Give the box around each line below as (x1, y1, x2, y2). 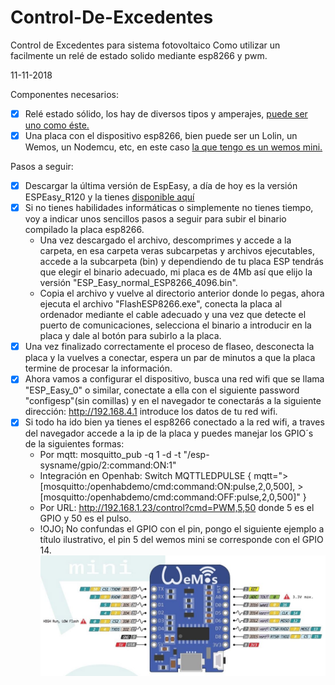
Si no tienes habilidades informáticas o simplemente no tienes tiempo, (24, 202, 314, 214)
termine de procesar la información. (24, 362, 173, 375)
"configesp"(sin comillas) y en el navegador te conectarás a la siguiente (24, 395, 322, 407)
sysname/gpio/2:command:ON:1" (39, 459, 177, 471)
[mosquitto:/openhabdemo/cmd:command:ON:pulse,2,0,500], (39, 481, 296, 493)
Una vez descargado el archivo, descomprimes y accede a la (39, 234, 292, 246)
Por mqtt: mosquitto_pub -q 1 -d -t (39, 449, 182, 461)
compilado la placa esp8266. (24, 224, 145, 236)
